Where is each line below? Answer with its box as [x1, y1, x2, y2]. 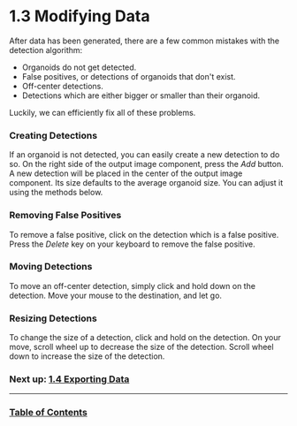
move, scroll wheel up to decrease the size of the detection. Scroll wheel [9, 342, 274, 353]
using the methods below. [9, 187, 103, 198]
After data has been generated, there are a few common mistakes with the [9, 35, 280, 46]
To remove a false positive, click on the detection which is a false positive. [9, 229, 279, 240]
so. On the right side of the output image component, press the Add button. [9, 159, 285, 170]
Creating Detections [9, 129, 98, 141]
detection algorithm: [9, 44, 83, 55]
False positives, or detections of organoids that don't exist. [21, 71, 236, 81]
